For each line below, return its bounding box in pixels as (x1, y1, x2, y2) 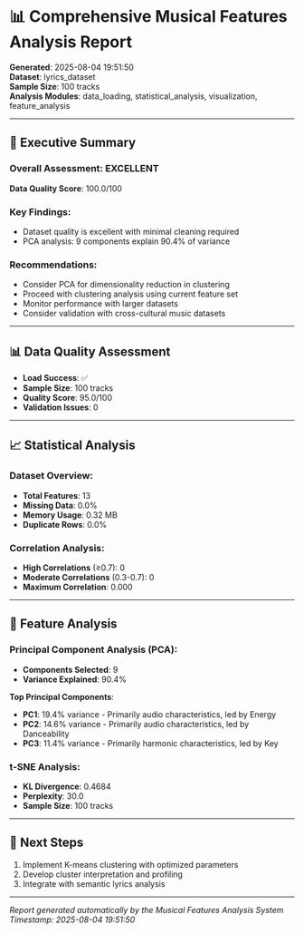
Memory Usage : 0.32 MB (22, 509, 118, 521)
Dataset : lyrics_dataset (9, 71, 96, 82)
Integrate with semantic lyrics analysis (22, 878, 166, 889)
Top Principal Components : (9, 691, 115, 702)
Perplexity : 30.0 (22, 791, 84, 802)
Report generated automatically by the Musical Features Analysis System (9, 904, 284, 915)
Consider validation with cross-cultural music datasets (22, 308, 226, 319)
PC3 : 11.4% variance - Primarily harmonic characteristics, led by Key (22, 737, 279, 748)
